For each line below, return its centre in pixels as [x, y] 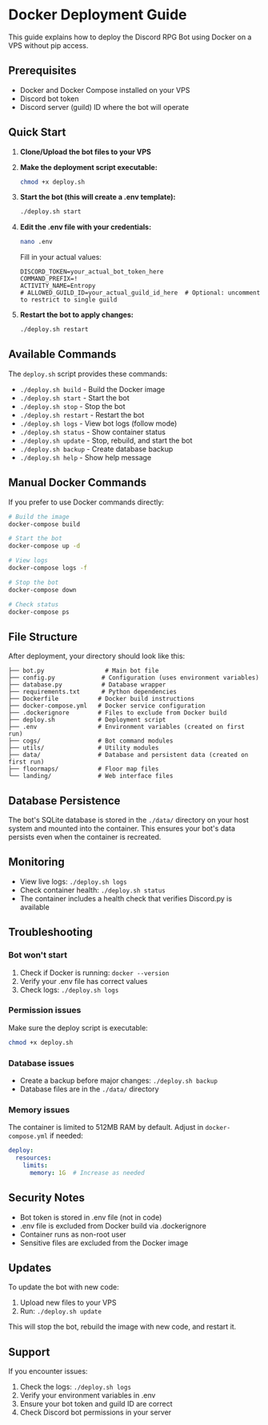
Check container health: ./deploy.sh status [93, 890]
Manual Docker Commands [77, 483]
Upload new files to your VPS [68, 1303]
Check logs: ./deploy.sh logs [69, 990]
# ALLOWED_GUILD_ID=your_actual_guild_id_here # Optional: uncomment [140, 293]
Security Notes [47, 1198]
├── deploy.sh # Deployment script [87, 720]
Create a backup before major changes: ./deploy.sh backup [119, 1081]
